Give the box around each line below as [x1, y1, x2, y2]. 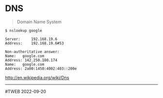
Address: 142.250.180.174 [5, 57, 57, 63]
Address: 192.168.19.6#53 [5, 41, 64, 46]
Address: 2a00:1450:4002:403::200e [5, 66, 77, 71]
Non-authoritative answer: [5, 49, 60, 54]
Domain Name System [16, 19, 62, 25]
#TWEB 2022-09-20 [5, 88, 46, 94]
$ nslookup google [5, 28, 42, 33]
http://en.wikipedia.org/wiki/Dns [5, 74, 69, 80]
